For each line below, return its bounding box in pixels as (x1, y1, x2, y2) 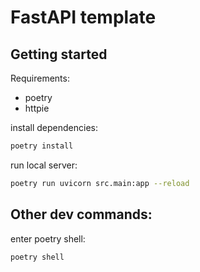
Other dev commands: (10, 206, 153, 223)
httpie (24, 102, 50, 114)
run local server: (10, 159, 78, 171)
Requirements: (10, 72, 70, 84)
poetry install (10, 141, 74, 151)
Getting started (10, 46, 108, 63)
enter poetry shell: (10, 232, 86, 245)
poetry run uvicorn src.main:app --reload (10, 178, 190, 188)
